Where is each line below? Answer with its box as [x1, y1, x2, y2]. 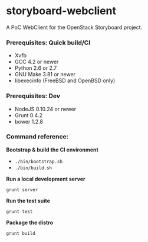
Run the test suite [6, 197, 50, 204]
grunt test [6, 208, 33, 214]
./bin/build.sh [14, 164, 52, 171]
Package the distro [6, 219, 54, 226]
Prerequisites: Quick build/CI [6, 38, 91, 47]
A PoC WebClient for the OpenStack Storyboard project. [6, 24, 143, 31]
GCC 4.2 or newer [14, 58, 59, 66]
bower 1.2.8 [14, 118, 43, 125]
